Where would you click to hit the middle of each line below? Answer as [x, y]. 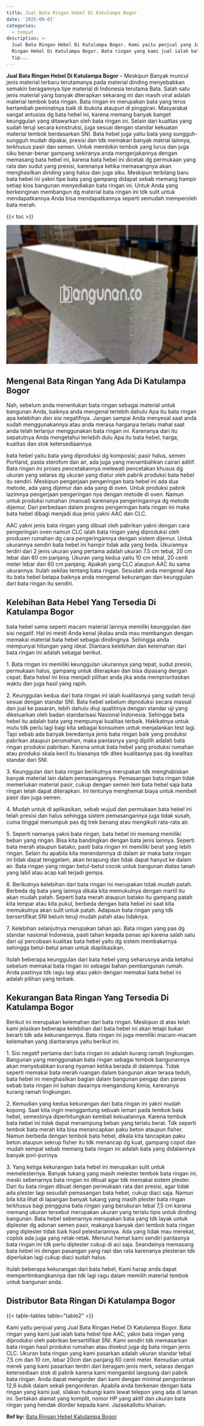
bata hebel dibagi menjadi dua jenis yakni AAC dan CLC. [76, 514]
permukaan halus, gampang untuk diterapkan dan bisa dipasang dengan [97, 670]
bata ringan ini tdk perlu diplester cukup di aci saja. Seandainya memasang [100, 1244]
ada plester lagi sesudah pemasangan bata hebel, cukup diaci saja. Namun [100, 1192]
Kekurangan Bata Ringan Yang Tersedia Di [87, 998]
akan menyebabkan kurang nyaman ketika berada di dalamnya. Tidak [93, 1066]
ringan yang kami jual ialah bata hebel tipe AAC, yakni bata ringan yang [95, 1334]
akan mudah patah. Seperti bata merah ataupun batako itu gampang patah [100, 897]
